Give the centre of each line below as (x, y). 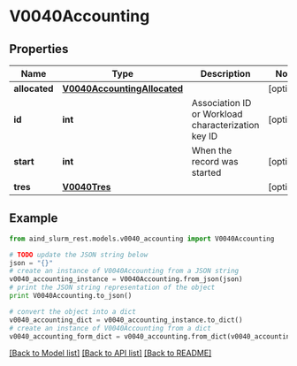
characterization (225, 125)
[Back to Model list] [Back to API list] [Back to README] (110, 353)
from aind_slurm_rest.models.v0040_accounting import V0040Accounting (142, 239)
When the (212, 150)
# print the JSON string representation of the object (112, 288)
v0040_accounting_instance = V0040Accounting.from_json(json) (126, 279)
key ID (205, 136)
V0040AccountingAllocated (122, 88)
